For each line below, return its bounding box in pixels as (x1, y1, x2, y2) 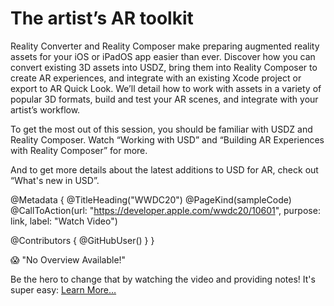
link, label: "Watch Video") (10, 215, 118, 227)
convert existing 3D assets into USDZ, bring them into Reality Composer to (10, 61, 318, 73)
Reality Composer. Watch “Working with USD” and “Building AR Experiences (10, 133, 325, 146)
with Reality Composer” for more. (10, 144, 148, 156)
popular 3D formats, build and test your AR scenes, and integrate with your (10, 93, 319, 105)
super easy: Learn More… (10, 283, 117, 296)
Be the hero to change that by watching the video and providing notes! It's (10, 273, 316, 285)
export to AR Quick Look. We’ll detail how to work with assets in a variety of (10, 82, 322, 94)
